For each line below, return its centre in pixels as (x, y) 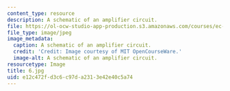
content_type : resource (41, 13)
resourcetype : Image (37, 64)
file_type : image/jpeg (39, 32)
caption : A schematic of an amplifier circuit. (82, 45)
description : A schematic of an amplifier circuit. (82, 20)
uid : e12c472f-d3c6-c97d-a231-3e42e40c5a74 (70, 77)
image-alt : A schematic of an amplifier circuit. (85, 58)
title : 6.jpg (26, 70)
